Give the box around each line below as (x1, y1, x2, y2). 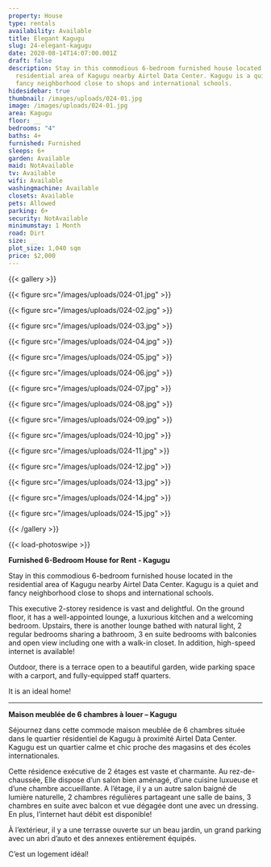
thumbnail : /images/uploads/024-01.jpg (8, 94, 143, 102)
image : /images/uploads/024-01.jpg (8, 102, 128, 110)
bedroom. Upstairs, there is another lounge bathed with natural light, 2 (8, 620, 242, 630)
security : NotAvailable (8, 215, 89, 223)
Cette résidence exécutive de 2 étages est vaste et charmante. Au (8, 766, 228, 776)
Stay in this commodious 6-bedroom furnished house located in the (8, 570, 233, 581)
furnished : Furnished (8, 139, 81, 148)
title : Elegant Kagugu (8, 34, 85, 43)
